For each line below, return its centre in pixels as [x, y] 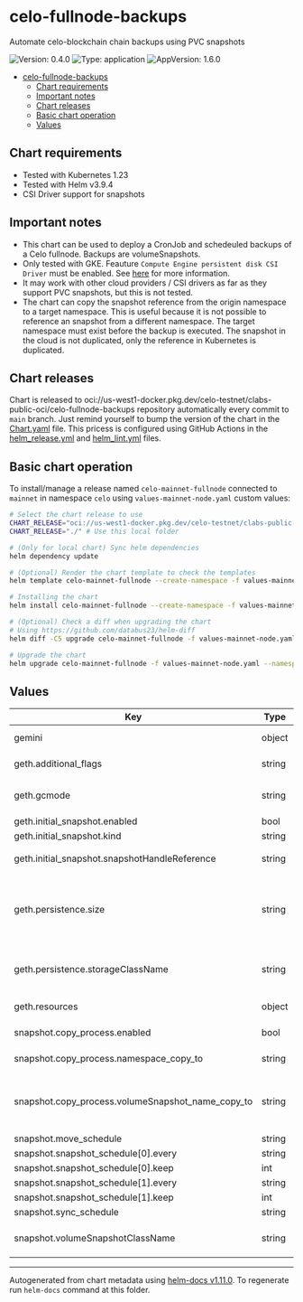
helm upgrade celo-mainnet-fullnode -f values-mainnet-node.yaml [134, 663]
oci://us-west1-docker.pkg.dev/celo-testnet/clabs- [178, 400]
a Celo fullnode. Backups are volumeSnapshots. [111, 254]
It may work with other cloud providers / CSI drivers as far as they [145, 283]
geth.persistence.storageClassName [91, 969]
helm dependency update [54, 556]
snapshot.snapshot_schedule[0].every [96, 1154]
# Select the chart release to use [76, 515]
